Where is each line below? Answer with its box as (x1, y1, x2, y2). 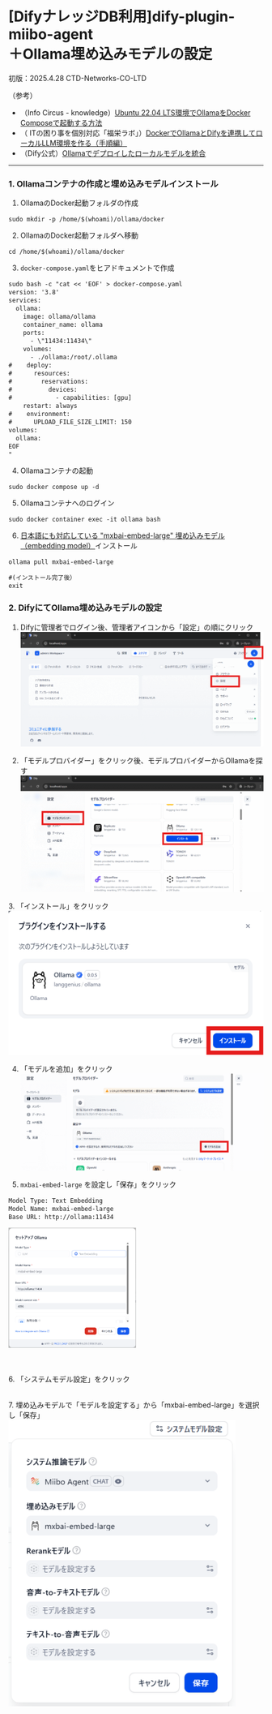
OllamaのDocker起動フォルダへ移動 (19, 230, 139, 240)
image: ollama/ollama (23, 313, 96, 321)
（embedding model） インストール (19, 541, 138, 551)
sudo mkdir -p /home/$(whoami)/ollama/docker (8, 216, 164, 224)
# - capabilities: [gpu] (8, 394, 132, 402)
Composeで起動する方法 (19, 118, 103, 127)
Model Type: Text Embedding (8, 1196, 104, 1205)
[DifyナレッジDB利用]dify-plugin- (8, 7, 236, 26)
